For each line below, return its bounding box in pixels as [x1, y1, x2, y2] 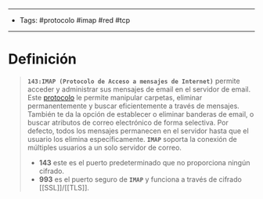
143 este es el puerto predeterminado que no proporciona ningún [38, 157, 250, 167]
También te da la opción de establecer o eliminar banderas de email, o [27, 109, 254, 118]
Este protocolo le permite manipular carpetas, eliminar [27, 92, 203, 102]
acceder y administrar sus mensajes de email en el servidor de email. [27, 84, 251, 94]
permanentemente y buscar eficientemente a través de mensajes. [27, 101, 240, 110]
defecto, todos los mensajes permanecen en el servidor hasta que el [27, 126, 249, 136]
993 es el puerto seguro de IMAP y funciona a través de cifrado [38, 174, 243, 184]
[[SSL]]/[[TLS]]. [38, 183, 90, 192]
